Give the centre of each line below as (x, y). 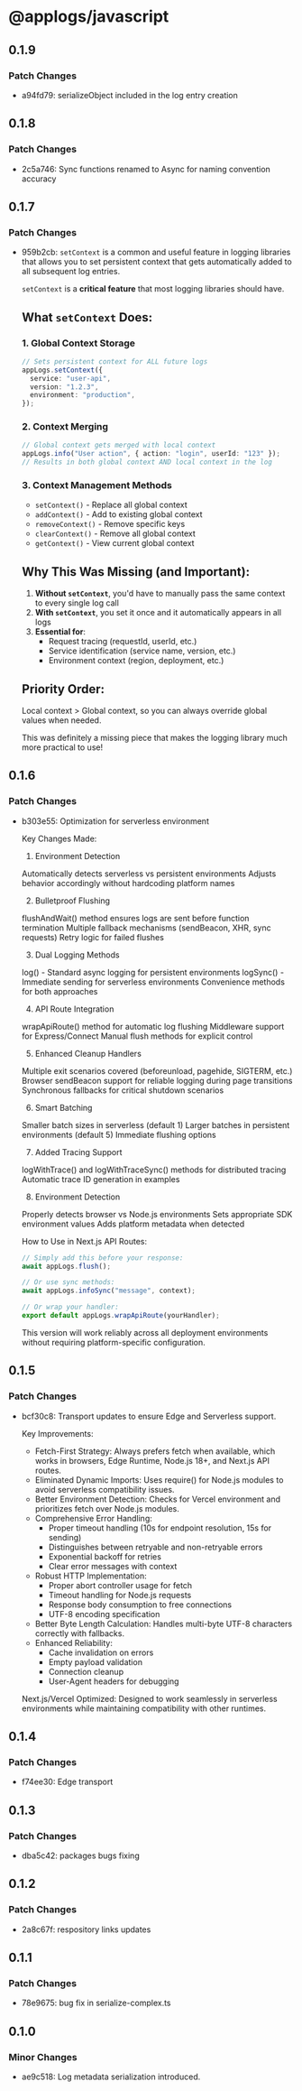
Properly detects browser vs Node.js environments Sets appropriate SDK (157, 1214)
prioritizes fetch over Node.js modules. (107, 1508)
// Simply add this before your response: (102, 1258)
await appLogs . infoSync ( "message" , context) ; (108, 1291)
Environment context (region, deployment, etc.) (136, 661)
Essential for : (60, 632)
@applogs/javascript (89, 17)
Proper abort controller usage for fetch (120, 1585)
